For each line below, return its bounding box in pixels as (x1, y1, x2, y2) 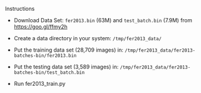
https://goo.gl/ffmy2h (13, 23, 68, 30)
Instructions (5, 5, 35, 12)
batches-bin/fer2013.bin (13, 53, 77, 59)
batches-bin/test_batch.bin (13, 70, 85, 76)
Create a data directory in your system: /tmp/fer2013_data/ (13, 35, 162, 41)
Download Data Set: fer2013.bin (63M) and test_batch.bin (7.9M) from (13, 17, 193, 23)
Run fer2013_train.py (13, 80, 66, 87)
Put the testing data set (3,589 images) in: (13, 63, 119, 70)
